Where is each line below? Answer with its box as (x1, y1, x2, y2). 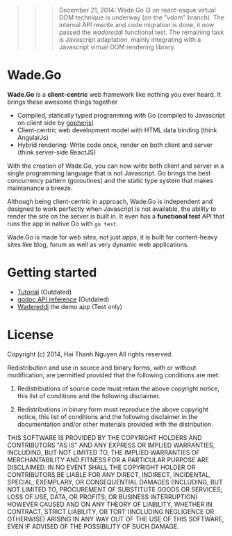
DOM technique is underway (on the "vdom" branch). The (58, 13, 224, 22)
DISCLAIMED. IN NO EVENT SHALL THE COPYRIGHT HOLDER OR (7, 463, 196, 471)
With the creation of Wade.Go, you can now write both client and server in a (7, 161, 224, 170)
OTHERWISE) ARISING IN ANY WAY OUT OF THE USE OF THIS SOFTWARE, (7, 514, 224, 523)
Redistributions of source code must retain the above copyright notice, (17, 384, 220, 393)
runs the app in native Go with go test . (7, 219, 119, 228)
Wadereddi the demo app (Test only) (17, 302, 123, 310)
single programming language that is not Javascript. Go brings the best (7, 168, 211, 177)
